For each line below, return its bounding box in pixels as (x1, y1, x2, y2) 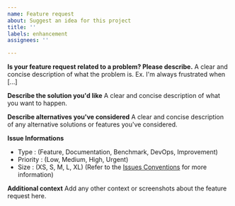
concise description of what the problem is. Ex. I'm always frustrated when (7, 70, 226, 79)
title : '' (7, 23, 37, 31)
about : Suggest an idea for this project (7, 17, 132, 24)
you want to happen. (7, 99, 67, 107)
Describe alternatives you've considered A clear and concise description (7, 113, 224, 121)
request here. (7, 192, 47, 200)
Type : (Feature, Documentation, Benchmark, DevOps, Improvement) (17, 148, 218, 156)
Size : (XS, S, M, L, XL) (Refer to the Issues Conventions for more (17, 163, 207, 171)
